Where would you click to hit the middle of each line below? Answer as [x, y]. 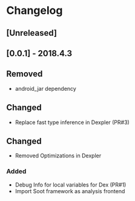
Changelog [35, 11]
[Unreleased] [32, 33]
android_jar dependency [46, 88]
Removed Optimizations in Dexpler [58, 156]
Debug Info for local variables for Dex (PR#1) [71, 185]
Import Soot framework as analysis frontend [70, 191]
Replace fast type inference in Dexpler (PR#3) [72, 122]
